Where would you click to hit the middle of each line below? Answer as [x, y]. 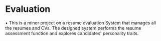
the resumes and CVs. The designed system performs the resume [73, 28]
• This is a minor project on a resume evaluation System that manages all [81, 23]
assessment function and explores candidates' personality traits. [72, 33]
